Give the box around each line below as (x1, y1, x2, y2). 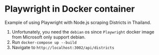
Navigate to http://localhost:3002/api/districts (11, 44, 114, 50)
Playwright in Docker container (4, 3, 135, 15)
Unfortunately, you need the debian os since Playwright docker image (11, 29, 155, 35)
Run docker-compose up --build (11, 39, 77, 45)
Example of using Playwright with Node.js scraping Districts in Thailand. (4, 19, 152, 25)
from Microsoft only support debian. (11, 34, 86, 40)
